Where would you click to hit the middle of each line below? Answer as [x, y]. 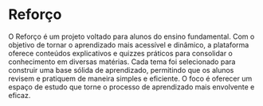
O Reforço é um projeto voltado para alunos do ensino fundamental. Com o [131, 36]
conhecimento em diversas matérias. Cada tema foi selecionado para [122, 62]
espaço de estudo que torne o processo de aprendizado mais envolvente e [131, 87]
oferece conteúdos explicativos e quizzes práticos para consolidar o [120, 53]
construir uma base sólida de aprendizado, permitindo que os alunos [121, 70]
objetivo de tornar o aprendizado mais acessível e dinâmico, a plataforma [129, 44]
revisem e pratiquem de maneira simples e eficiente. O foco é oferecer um [130, 78]
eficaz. [20, 95]
